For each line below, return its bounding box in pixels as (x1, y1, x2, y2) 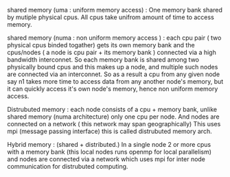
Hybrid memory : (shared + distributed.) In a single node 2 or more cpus (7, 141, 211, 148)
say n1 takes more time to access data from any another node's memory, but (7, 78, 224, 85)
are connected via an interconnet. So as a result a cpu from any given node (7, 70, 220, 78)
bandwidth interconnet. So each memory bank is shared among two (7, 56, 199, 64)
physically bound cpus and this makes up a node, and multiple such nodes (7, 63, 218, 71)
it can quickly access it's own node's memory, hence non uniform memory (7, 85, 218, 93)
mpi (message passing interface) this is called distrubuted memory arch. (7, 127, 212, 135)
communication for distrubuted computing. (7, 163, 128, 170)
